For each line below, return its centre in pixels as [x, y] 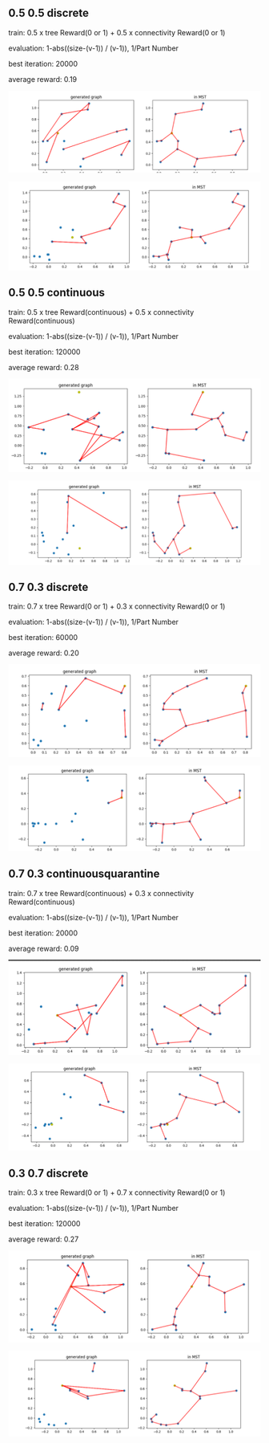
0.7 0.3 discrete [48, 587]
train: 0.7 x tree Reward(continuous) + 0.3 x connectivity [101, 893]
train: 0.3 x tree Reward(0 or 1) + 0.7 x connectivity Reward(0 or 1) [117, 1192]
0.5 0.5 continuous [57, 293]
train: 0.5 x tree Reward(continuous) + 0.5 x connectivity [101, 312]
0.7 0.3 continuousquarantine [84, 874]
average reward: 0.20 [44, 653]
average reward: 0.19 [43, 79]
